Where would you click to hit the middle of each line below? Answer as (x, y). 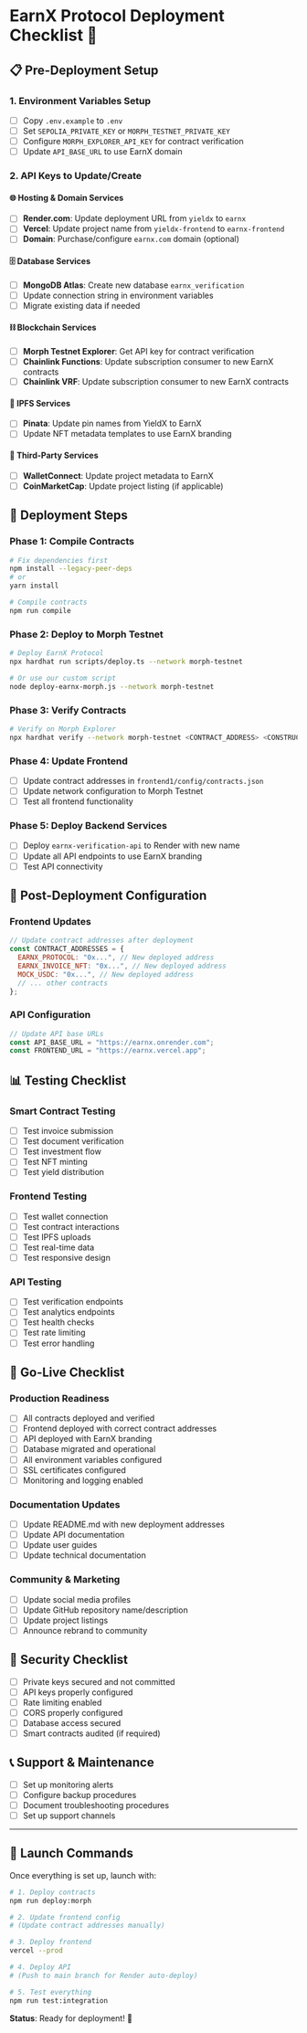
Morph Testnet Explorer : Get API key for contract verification (138, 352)
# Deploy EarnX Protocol (57, 653)
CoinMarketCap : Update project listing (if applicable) (123, 486)
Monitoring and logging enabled (83, 1480)
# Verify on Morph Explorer (63, 729)
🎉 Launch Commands (72, 1853)
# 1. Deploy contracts (53, 1892)
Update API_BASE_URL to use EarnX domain (102, 152)
